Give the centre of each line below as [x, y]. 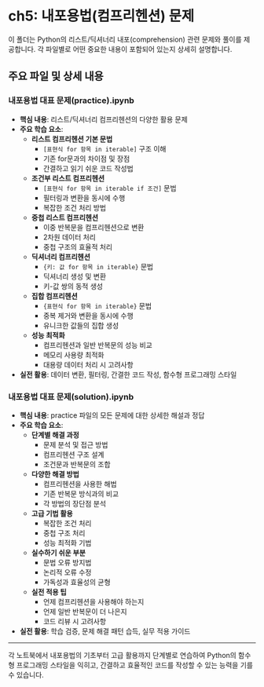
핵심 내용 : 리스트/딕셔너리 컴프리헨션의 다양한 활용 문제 [104, 119]
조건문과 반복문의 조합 [77, 464]
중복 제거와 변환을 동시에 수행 [88, 316]
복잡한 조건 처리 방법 [75, 207]
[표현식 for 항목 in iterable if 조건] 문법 [110, 188]
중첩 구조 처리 [64, 533]
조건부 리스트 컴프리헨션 [68, 178]
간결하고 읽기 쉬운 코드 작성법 [88, 168]
